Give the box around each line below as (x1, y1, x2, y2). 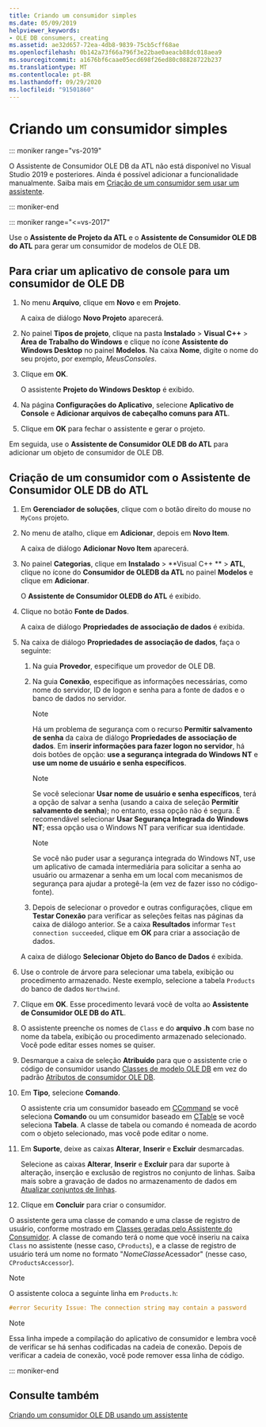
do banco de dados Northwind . (20, 984, 120, 993)
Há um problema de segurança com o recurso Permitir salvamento (32, 724, 253, 733)
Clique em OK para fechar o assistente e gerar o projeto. (20, 424, 205, 434)
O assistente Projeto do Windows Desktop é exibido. (20, 385, 195, 394)
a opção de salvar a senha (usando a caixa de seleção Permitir (32, 797, 239, 806)
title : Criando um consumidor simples (9, 11, 137, 20)
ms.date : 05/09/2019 (9, 19, 78, 27)
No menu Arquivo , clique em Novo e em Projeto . (20, 298, 181, 307)
